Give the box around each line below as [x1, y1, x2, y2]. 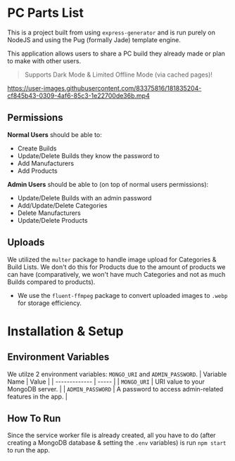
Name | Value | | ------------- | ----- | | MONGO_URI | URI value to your [7, 377, 205, 386]
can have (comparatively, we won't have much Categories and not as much [7, 270, 226, 278]
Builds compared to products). [7, 278, 96, 286]
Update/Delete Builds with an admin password [17, 193, 152, 202]
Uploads [7, 237, 45, 249]
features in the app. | [7, 392, 68, 401]
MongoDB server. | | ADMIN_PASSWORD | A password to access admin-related [7, 384, 224, 393]
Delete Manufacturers [17, 209, 81, 217]
